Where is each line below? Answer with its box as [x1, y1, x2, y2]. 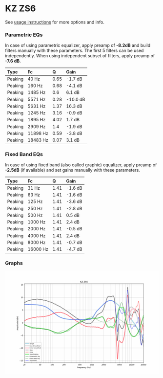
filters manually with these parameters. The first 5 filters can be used [5, 47, 144, 54]
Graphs [5, 260, 23, 267]
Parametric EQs [5, 31, 43, 38]
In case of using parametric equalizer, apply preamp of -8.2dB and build [5, 43, 151, 48]
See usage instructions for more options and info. [5, 19, 105, 25]
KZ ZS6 [5, 3, 36, 14]
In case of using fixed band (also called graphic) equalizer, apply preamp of [5, 162, 157, 168]
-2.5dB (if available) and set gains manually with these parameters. [5, 167, 140, 173]
